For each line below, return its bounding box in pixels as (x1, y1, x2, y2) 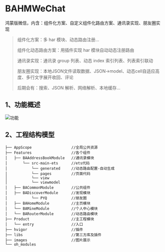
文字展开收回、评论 (34, 74, 74, 80)
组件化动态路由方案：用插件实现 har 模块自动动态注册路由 (17, 47, 134, 53)
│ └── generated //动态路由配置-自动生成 (5, 166, 115, 171)
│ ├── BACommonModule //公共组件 (5, 185, 91, 190)
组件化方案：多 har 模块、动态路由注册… (17, 37, 99, 42)
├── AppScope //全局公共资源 (5, 145, 98, 150)
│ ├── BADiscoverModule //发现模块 (5, 190, 91, 195)
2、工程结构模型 (5, 130, 55, 139)
